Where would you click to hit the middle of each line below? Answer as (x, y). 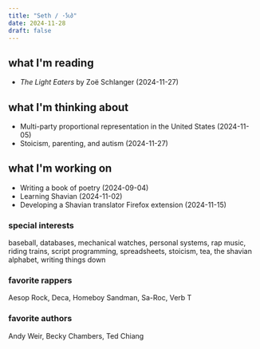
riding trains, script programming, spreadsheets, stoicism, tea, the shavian (130, 252)
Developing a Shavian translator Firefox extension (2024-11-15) (123, 204)
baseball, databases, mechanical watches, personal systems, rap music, (127, 243)
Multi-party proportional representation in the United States (117, 126)
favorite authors (40, 319)
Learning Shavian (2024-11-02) (71, 196)
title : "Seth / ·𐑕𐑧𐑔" (43, 16)
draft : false (30, 30)
